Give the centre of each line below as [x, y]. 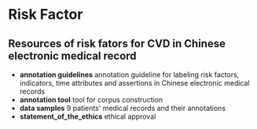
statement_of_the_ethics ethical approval [88, 116]
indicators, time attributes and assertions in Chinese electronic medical [134, 83]
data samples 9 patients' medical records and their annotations [123, 108]
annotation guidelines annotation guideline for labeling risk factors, [129, 75]
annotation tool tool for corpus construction [91, 100]
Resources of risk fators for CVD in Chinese [117, 44]
